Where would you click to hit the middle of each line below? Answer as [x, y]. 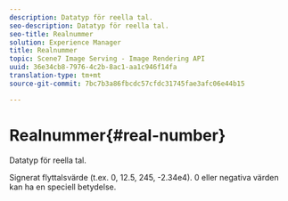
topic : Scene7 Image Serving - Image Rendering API [107, 59]
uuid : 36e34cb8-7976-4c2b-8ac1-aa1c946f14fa [93, 68]
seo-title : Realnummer [51, 34]
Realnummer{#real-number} [118, 135]
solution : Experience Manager [66, 42]
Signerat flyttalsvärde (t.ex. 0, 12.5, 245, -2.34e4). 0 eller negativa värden [144, 177]
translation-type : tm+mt [55, 76]
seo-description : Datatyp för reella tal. [89, 26]
